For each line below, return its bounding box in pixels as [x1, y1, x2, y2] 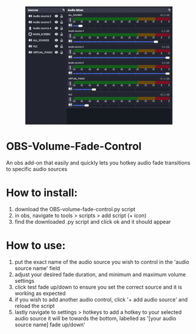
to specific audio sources [6, 165, 68, 172]
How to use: [6, 239, 66, 253]
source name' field [14, 264, 61, 271]
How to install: [6, 186, 78, 199]
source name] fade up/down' [14, 321, 85, 328]
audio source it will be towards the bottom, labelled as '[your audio [14, 315, 177, 322]
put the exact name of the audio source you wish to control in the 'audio [14, 258, 190, 266]
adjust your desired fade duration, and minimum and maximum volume [14, 271, 186, 278]
